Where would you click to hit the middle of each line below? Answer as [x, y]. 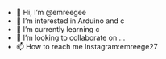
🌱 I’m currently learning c [58, 29]
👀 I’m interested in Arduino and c [70, 21]
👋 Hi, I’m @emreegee [51, 12]
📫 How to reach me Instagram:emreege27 [87, 47]
